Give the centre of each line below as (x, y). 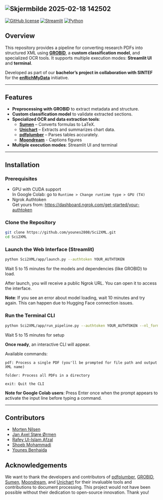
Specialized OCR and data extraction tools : (56, 119)
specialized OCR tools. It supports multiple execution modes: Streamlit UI (78, 58)
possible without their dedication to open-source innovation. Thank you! (77, 492)
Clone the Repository (31, 223)
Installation (22, 165)
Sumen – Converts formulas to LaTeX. (57, 125)
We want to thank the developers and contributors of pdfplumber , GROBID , (80, 477)
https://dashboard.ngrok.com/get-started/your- (92, 205)
